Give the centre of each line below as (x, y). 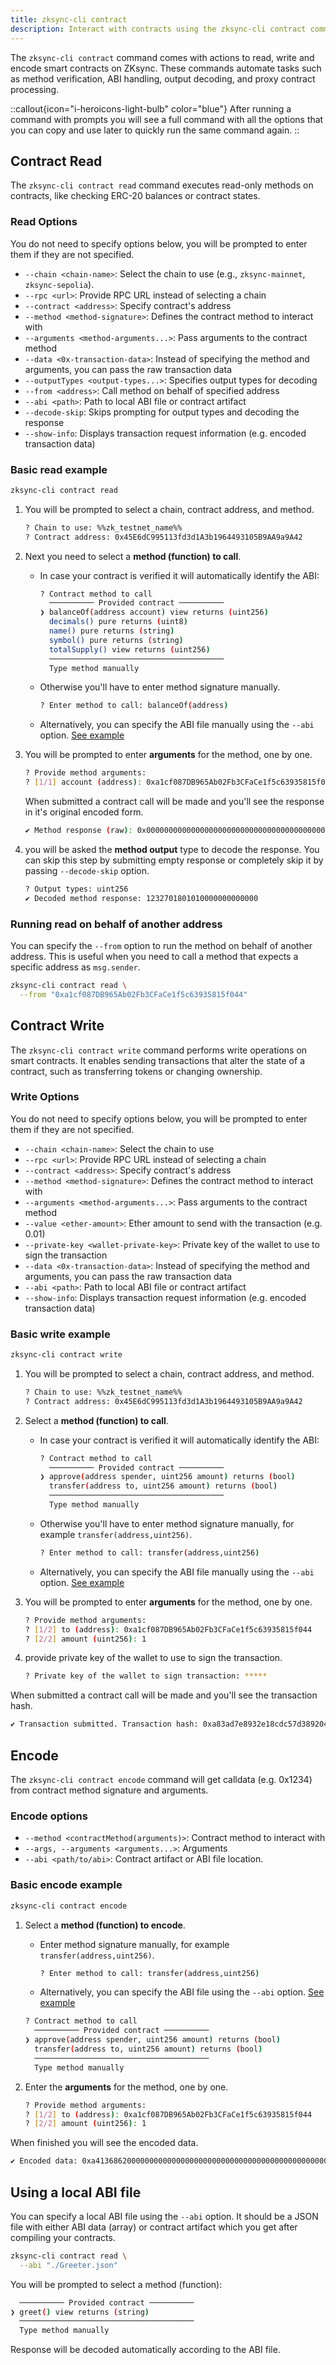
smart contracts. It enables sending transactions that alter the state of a (157, 1060)
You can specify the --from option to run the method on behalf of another (161, 945)
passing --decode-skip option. (87, 870)
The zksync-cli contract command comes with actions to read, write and (162, 57)
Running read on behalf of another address (116, 924)
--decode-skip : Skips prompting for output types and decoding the (162, 412)
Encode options (49, 1816)
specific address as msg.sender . (75, 967)
